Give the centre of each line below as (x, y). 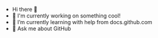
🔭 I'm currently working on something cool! (66, 16)
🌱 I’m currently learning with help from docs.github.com (82, 22)
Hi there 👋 (25, 9)
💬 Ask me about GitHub (41, 28)
